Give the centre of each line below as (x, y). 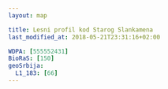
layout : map (28, 15)
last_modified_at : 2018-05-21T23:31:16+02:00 (84, 37)
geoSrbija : (26, 66)
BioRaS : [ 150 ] (32, 59)
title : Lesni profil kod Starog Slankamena (81, 30)
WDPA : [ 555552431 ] (38, 51)
